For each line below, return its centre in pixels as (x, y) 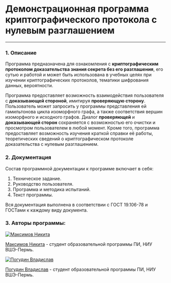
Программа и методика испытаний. (51, 189)
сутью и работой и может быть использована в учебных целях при (78, 75)
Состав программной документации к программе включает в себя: (79, 168)
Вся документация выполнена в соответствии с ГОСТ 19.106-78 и (77, 204)
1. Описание (21, 53)
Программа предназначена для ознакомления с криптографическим (82, 64)
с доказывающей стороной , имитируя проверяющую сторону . (75, 101)
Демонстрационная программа (77, 9)
